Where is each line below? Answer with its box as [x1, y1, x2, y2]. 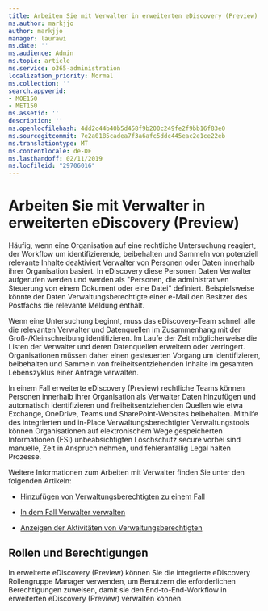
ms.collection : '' [8, 79, 70, 87]
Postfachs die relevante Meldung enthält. [8, 300, 145, 311]
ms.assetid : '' [8, 110, 60, 118]
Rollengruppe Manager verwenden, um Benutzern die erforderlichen [8, 576, 237, 586]
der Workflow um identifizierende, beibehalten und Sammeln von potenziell [8, 249, 259, 259]
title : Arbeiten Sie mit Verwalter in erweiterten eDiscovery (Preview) [8, 11, 258, 20]
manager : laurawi [8, 34, 67, 43]
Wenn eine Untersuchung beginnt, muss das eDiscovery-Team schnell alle [8, 316, 256, 326]
